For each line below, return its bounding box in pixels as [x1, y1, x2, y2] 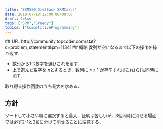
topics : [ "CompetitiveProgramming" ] [5, 25, 79, 30]
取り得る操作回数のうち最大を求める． [5, 83, 82, 89]
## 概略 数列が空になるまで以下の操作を [72, 44, 153, 50]
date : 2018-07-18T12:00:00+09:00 [5, 12, 73, 17]
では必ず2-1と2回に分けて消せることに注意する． [5, 119, 104, 125]
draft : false [5, 16, 32, 21]
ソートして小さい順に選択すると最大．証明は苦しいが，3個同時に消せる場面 [5, 112, 157, 118]
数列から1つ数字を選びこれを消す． [12, 61, 82, 67]
